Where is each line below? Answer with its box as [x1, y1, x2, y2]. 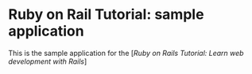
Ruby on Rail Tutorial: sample [8, 6, 204, 24]
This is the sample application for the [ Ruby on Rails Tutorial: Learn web [8, 48, 244, 57]
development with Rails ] [8, 57, 87, 66]
